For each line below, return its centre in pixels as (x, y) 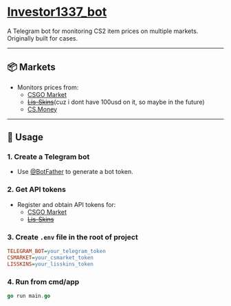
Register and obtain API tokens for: (66, 204)
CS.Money (42, 109)
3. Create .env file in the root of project (73, 237)
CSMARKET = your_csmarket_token (51, 258)
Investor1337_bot (57, 12)
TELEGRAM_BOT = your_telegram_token (57, 252)
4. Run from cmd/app (43, 281)
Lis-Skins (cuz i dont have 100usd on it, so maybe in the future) (116, 102)
